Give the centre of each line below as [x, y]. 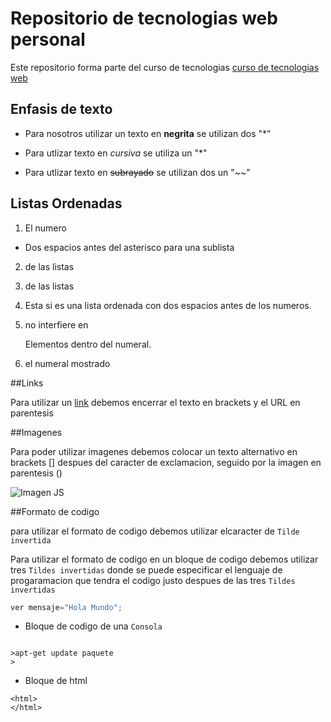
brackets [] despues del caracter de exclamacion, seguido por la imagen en [166, 462]
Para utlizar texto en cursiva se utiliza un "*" [116, 153]
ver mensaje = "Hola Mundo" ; [66, 607]
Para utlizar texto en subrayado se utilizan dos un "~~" [137, 172]
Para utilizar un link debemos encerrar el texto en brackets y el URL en [155, 402]
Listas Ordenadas [66, 203]
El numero [45, 228]
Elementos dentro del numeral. [88, 344]
